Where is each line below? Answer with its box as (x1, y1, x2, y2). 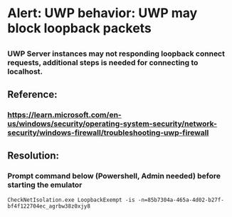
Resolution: (7, 150, 59, 162)
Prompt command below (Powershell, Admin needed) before (7, 171, 221, 181)
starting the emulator (7, 180, 83, 190)
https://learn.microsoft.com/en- (7, 109, 122, 119)
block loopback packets (7, 20, 152, 36)
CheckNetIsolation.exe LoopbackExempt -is (7, 196, 135, 203)
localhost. (7, 66, 43, 76)
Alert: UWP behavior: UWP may (7, 5, 198, 21)
